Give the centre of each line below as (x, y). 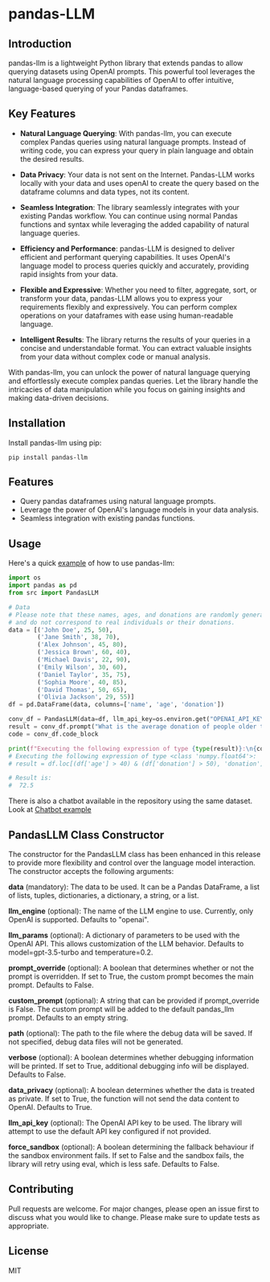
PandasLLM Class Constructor (86, 835)
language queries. (50, 233)
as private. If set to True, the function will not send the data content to (124, 1099)
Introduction (40, 44)
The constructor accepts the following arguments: (91, 871)
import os (25, 578)
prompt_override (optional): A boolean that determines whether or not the (131, 967)
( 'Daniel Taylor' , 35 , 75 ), (84, 674)
